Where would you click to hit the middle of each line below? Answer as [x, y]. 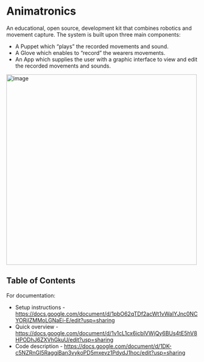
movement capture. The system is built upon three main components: [93, 34]
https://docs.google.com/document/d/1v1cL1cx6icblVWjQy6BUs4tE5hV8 [106, 333]
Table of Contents [41, 281]
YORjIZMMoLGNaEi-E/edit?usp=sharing [65, 320]
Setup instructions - [40, 307]
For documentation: [31, 295]
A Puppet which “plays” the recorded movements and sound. [92, 46]
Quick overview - [37, 327]
